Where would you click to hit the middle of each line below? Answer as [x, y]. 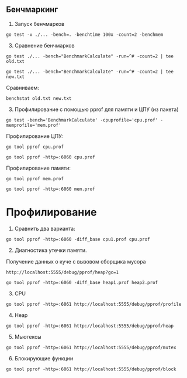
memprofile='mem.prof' [34, 125]
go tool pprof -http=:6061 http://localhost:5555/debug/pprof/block [91, 369]
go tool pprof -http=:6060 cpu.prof [51, 157]
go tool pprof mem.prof [35, 178]
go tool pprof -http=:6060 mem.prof [51, 189]
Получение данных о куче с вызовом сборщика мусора [76, 261]
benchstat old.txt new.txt [39, 98]
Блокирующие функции [44, 358]
